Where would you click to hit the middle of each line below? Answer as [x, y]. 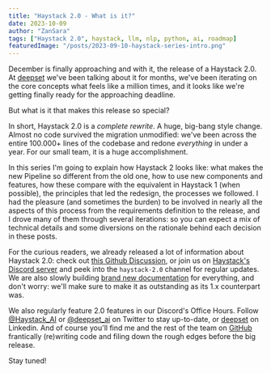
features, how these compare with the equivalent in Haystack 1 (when [125, 185]
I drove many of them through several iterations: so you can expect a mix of [134, 219]
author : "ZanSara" [39, 31]
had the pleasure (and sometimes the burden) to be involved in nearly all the [135, 202]
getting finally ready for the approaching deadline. [92, 95]
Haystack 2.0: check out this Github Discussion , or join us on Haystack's [129, 261]
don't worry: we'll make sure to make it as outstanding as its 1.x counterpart [134, 286]
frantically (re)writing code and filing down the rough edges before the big [132, 337]
